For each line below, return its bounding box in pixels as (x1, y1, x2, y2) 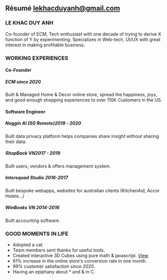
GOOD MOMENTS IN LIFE (5, 230, 69, 237)
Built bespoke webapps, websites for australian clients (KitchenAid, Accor (5, 187, 160, 193)
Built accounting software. (5, 217, 60, 223)
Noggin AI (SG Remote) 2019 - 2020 (5, 120, 81, 126)
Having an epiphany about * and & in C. (12, 268, 95, 274)
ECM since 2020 (5, 78, 41, 85)
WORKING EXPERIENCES (5, 54, 69, 62)
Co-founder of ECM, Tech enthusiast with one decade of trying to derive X (5, 31, 161, 37)
